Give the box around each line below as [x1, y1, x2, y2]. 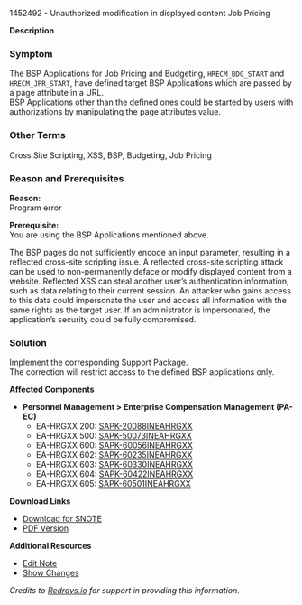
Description [9, 25, 55, 35]
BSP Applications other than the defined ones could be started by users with [9, 97, 294, 107]
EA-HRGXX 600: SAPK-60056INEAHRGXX [35, 440, 194, 451]
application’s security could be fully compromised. [9, 313, 197, 324]
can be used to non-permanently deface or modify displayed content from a [9, 265, 293, 276]
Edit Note [22, 558, 58, 569]
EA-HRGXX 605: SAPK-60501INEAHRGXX [35, 479, 191, 489]
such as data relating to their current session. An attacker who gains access [9, 284, 291, 296]
